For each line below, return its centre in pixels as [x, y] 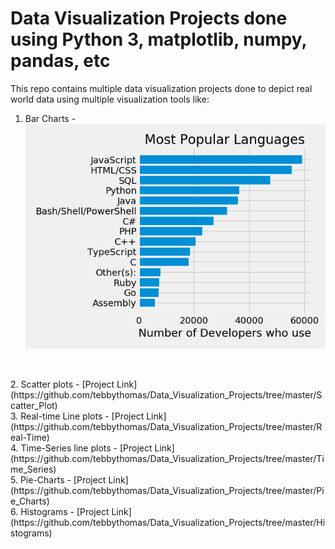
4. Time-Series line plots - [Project [81, 448]
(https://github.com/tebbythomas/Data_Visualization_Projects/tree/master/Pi [167, 491]
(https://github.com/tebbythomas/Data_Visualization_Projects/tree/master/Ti [167, 459]
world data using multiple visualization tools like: [110, 99]
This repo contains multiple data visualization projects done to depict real [161, 88]
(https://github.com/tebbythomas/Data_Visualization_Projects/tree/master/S [166, 395]
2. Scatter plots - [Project [62, 384]
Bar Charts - [50, 118]
